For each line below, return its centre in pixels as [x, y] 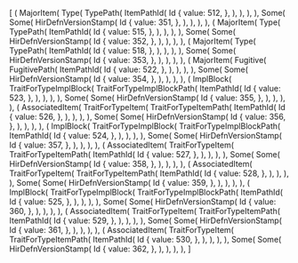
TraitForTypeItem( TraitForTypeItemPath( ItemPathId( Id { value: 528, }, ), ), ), [149, 173]
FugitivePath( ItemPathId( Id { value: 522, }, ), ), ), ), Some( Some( [129, 69]
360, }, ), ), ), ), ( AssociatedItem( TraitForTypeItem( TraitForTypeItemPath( [145, 211]
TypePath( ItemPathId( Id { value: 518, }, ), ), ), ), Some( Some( [123, 51]
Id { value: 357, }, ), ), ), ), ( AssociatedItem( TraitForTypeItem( [121, 145]
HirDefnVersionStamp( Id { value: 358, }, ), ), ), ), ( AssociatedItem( [131, 164]
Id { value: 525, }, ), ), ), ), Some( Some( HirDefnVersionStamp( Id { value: [143, 202]
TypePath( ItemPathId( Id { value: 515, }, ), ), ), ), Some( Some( [122, 32]
